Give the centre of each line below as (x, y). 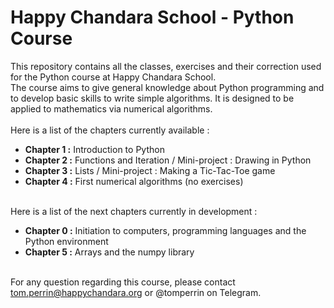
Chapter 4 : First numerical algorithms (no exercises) (134, 181)
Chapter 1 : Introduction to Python (94, 149)
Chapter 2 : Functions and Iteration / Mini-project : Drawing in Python (168, 160)
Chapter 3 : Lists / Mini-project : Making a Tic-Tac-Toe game (150, 170)
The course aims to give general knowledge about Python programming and (167, 87)
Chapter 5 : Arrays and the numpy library (109, 252)
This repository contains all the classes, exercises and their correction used (166, 66)
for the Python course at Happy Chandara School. (113, 77)
